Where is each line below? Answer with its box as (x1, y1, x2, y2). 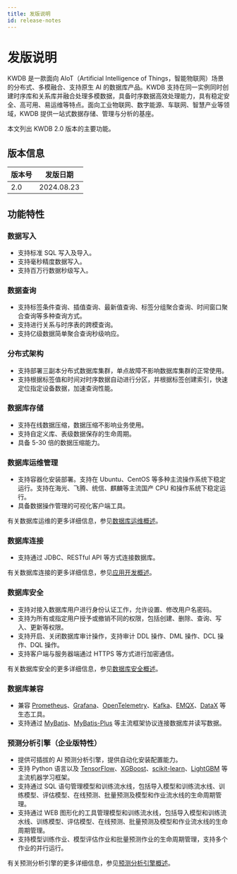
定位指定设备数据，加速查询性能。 (17, 384, 117, 392)
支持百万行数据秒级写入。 (17, 266, 92, 274)
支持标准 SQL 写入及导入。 (17, 248, 96, 256)
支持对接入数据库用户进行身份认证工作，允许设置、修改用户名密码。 (17, 605, 216, 613)
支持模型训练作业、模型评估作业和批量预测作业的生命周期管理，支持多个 (17, 835, 228, 844)
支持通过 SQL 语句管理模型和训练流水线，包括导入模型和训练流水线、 (17, 782, 219, 791)
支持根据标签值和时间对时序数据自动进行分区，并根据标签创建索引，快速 (17, 375, 228, 384)
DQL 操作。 (30, 640, 63, 649)
